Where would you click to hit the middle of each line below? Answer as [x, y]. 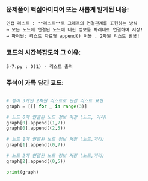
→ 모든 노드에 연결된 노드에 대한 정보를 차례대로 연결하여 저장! [75, 30]
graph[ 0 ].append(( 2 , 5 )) [36, 128]
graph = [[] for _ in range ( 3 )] [47, 106]
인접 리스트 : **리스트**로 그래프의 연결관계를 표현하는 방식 [72, 23]
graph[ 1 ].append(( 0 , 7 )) [36, 145]
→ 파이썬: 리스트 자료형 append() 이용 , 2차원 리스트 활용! [73, 36]
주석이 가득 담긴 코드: [35, 82]
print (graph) [23, 172]
